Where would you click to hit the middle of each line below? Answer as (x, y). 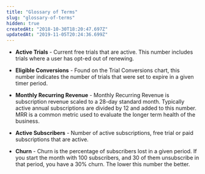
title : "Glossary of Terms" (42, 12)
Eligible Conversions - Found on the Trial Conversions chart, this (97, 70)
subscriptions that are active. (52, 140)
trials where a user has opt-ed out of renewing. (75, 59)
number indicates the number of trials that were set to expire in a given (104, 77)
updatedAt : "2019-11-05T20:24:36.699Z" (57, 35)
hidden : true (23, 23)
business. (27, 121)
